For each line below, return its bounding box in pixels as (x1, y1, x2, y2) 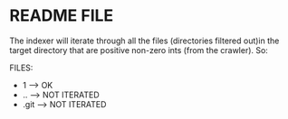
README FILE (9, 5, 114, 26)
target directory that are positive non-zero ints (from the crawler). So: (9, 44, 269, 55)
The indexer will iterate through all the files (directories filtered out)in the (9, 35, 280, 46)
